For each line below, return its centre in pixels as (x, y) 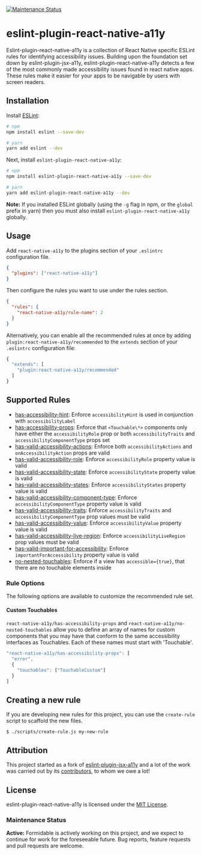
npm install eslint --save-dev (45, 132)
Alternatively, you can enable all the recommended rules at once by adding (99, 335)
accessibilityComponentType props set (62, 440)
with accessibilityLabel (45, 421)
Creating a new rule (43, 700)
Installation (28, 101)
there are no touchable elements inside (63, 567)
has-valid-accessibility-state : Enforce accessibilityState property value (105, 472)
